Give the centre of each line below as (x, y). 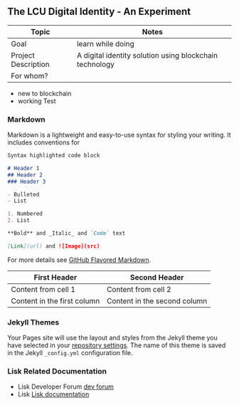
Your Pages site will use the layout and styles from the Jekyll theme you (113, 338)
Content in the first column (55, 300)
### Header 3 (27, 182)
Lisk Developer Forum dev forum (65, 386)
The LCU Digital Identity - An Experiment (99, 12)
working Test (37, 101)
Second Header (157, 277)
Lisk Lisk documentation (53, 394)
